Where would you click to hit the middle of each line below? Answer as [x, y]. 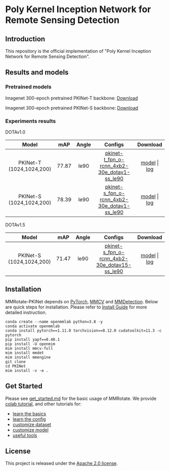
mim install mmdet [25, 353]
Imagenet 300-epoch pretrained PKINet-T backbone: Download [72, 98]
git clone [16, 362]
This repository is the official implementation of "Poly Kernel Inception [78, 51]
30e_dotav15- [114, 265]
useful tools [25, 435]
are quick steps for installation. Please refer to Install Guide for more [76, 307]
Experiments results [31, 121]
